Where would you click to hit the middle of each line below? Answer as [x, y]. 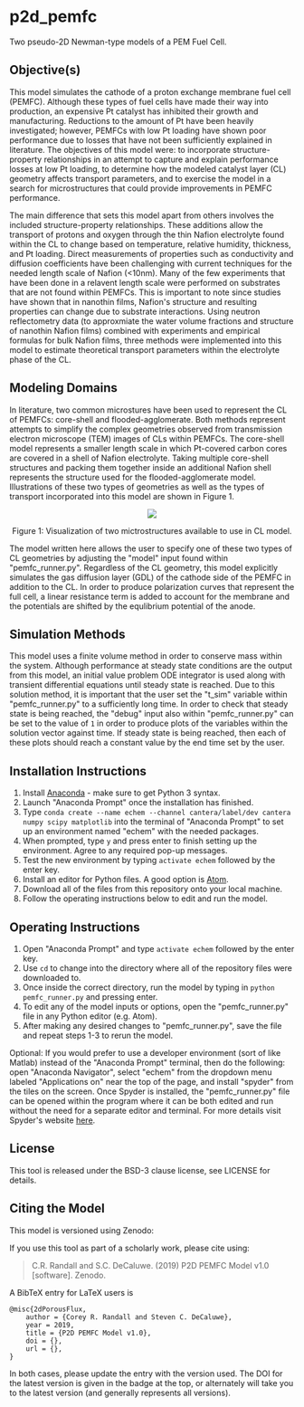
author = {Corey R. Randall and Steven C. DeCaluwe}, [129, 1317]
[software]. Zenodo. [69, 1275]
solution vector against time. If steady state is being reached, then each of [148, 733]
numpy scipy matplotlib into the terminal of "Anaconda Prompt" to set [153, 822]
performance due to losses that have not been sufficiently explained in [141, 140]
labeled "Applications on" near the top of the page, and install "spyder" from [152, 1082]
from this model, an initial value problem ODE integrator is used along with [147, 675]
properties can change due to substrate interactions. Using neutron [135, 311]
